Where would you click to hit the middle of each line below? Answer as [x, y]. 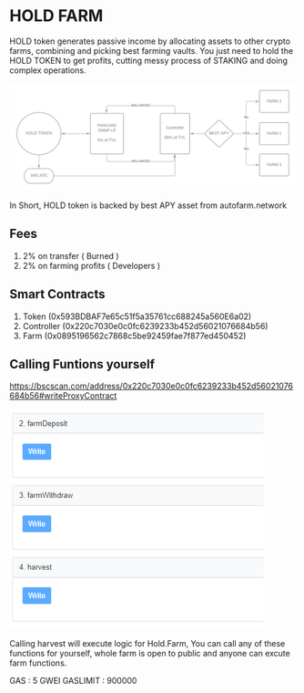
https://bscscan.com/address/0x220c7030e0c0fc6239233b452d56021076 [152, 386]
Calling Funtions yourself [82, 364]
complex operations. [48, 70]
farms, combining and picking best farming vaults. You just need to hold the [152, 50]
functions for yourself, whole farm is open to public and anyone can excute [150, 654]
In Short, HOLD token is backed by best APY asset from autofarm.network [148, 205]
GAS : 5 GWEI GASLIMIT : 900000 [73, 681]
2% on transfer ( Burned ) [71, 255]
